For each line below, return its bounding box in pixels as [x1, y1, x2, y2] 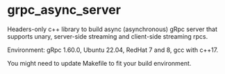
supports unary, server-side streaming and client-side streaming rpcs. [7, 32, 208, 40]
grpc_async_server [7, 2, 122, 18]
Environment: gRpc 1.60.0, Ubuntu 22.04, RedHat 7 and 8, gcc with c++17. [7, 46, 219, 54]
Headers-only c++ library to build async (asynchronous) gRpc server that [7, 25, 217, 33]
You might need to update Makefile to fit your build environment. [7, 59, 192, 67]
